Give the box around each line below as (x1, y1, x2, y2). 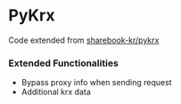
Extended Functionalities (8, 57, 119, 69)
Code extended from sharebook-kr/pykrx (8, 35, 160, 45)
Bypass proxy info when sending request (21, 77, 172, 88)
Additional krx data (21, 86, 91, 98)
